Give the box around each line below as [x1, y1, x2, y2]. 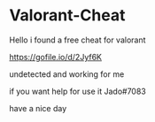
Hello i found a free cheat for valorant [9, 34, 146, 45]
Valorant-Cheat [9, 5, 126, 26]
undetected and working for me [9, 68, 125, 80]
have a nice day [9, 103, 67, 113]
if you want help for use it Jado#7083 [9, 86, 146, 96]
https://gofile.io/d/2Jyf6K [9, 51, 102, 62]
